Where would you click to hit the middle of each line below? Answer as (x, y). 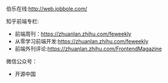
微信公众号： (22, 61)
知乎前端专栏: (23, 21)
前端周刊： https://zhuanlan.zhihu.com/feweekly (73, 34)
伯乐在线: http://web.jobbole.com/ (47, 9)
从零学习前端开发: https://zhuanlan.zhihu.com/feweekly (82, 41)
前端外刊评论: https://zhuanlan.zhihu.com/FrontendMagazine (88, 49)
